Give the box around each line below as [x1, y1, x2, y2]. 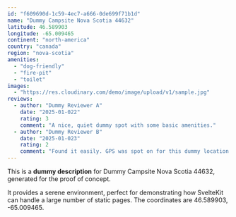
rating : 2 [20, 142, 49, 149]
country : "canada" [7, 43, 61, 50]
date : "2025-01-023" [20, 135, 81, 142]
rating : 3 [20, 115, 49, 122]
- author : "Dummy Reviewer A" [13, 102, 102, 109]
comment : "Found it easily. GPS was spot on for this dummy [20, 148, 201, 155]
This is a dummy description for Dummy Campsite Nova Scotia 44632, [7, 167, 216, 175]
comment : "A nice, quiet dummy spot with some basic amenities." [20, 121, 217, 129]
